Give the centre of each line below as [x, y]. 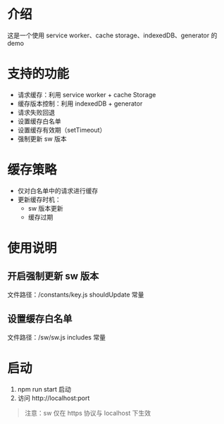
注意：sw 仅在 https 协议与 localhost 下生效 [88, 413]
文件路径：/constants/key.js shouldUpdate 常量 [76, 294]
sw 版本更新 [45, 208]
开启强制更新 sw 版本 [53, 276]
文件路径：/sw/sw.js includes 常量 [56, 337]
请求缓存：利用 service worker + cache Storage [87, 94]
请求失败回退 [36, 112]
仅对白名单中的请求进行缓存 [58, 190]
